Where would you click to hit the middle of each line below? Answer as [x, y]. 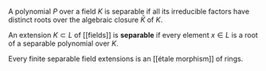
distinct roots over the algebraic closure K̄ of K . [86, 20]
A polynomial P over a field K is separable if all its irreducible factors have [129, 11]
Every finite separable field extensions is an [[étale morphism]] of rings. [126, 59]
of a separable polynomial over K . [63, 43]
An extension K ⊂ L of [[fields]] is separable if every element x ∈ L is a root [133, 35]
